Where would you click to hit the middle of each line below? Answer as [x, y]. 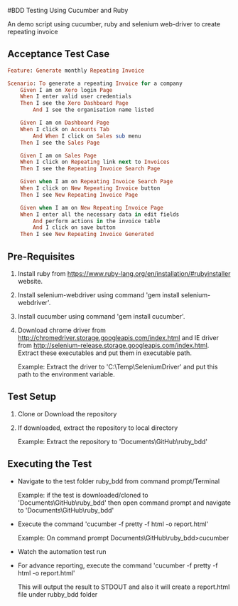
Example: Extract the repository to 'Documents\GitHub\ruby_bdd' [113, 441]
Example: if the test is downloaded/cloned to [83, 495]
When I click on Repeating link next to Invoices [95, 162]
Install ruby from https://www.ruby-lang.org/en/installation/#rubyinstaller [124, 273]
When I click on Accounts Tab [65, 129]
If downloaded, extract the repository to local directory [98, 428]
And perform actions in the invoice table [97, 221]
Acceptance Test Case [59, 54]
